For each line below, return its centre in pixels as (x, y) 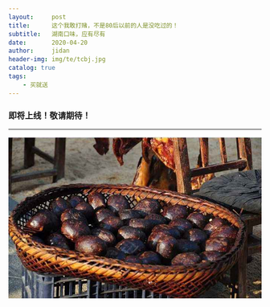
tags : (17, 76)
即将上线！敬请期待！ (49, 115)
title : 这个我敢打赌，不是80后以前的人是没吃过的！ (94, 25)
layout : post (37, 17)
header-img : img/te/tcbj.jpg (57, 59)
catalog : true (32, 68)
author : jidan (39, 51)
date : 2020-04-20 (48, 43)
